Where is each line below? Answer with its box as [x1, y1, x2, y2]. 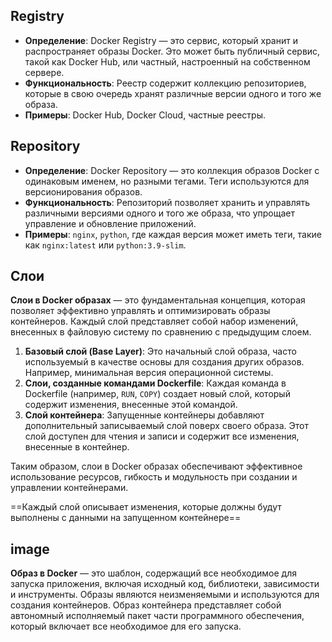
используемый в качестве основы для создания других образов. [24, 356, 305, 368]
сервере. [24, 66, 65, 78]
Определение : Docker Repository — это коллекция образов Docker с [24, 164, 320, 176]
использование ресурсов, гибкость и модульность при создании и [10, 471, 298, 483]
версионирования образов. [24, 185, 143, 198]
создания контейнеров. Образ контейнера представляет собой [10, 599, 282, 611]
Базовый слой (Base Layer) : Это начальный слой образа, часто [24, 345, 297, 358]
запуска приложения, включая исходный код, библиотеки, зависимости [10, 578, 320, 590]
